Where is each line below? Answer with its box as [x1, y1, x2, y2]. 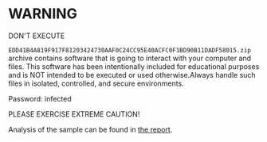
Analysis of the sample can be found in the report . [8, 125, 173, 134]
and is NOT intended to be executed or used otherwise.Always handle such [8, 70, 257, 79]
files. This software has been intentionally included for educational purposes [8, 61, 260, 71]
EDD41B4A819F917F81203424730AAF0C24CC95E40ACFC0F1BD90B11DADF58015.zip [8, 46, 251, 54]
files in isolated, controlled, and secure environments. [8, 79, 185, 88]
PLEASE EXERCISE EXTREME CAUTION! [8, 109, 140, 119]
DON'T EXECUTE [8, 31, 65, 40]
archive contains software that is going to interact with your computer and [8, 53, 252, 63]
